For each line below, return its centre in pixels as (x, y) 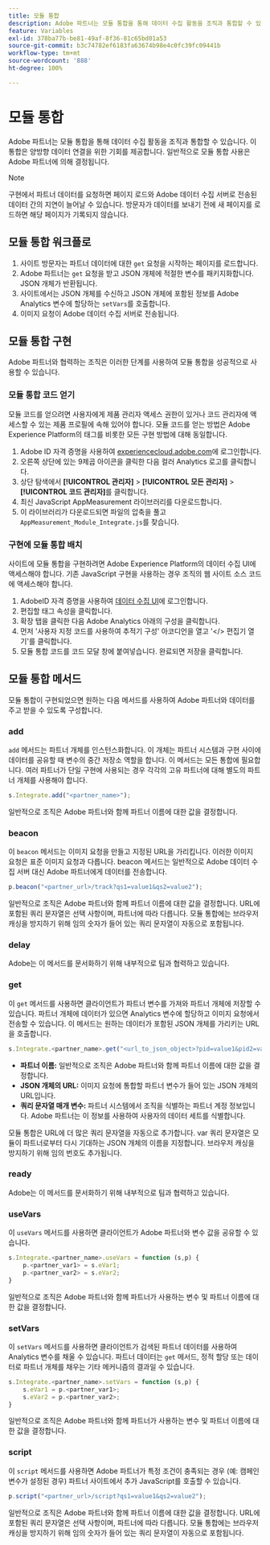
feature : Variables (41, 31)
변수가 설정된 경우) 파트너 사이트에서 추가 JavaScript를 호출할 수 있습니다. (125, 1481)
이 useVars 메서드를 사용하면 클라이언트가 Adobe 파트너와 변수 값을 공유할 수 (129, 1233)
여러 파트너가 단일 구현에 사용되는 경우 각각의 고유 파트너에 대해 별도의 (136, 770)
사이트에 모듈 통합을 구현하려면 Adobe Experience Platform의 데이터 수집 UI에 (132, 564)
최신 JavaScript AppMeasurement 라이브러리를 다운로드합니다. (121, 502)
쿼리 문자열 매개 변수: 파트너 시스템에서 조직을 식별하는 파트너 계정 (123, 1105)
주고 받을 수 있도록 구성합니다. (55, 710)
